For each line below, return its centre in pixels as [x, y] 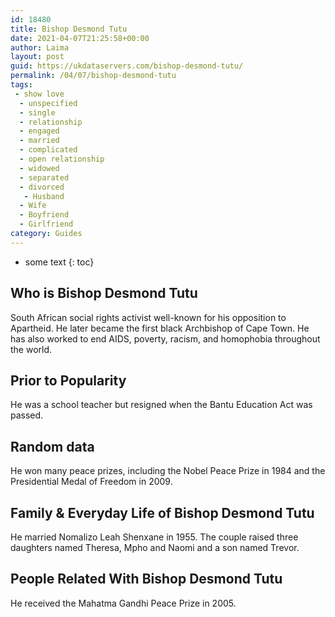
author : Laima [40, 47]
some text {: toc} [59, 262]
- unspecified [48, 103]
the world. [31, 349]
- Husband [44, 196]
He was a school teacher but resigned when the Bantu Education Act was [161, 405]
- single [37, 112]
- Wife [33, 206]
